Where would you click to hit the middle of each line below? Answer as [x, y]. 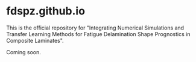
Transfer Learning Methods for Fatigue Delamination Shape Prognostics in [98, 34]
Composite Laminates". [35, 40]
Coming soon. [24, 52]
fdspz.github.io [46, 11]
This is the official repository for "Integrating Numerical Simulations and [95, 28]
